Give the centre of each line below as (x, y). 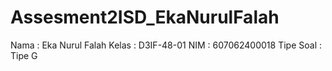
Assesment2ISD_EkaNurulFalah (145, 17)
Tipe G (24, 55)
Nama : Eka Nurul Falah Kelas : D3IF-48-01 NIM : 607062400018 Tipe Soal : (166, 45)
